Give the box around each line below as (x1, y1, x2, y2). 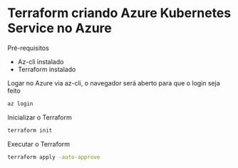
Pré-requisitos (7, 43, 50, 52)
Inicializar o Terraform (7, 112, 73, 122)
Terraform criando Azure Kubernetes (7, 5, 232, 21)
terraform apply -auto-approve (7, 153, 100, 161)
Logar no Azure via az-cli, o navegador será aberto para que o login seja (7, 78, 221, 87)
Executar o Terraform (7, 140, 70, 148)
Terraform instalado (17, 65, 76, 73)
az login (7, 100, 33, 107)
